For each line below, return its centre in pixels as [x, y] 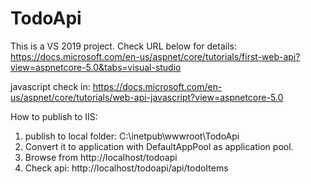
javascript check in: [50, 86]
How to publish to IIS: [54, 116]
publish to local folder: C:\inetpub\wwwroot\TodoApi [132, 136]
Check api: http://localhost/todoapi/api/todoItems [126, 168]
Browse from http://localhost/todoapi [101, 157]
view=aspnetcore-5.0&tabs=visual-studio [96, 67]
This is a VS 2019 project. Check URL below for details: [123, 46]
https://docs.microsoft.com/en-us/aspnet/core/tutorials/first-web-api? [155, 56]
